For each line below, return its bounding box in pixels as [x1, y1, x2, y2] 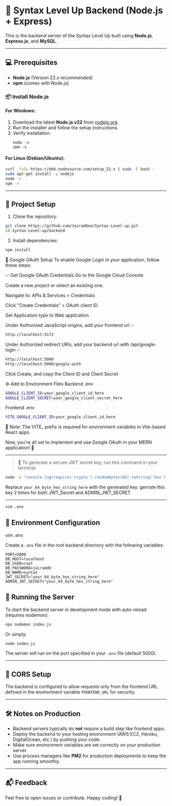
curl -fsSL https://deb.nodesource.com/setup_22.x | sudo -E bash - [5, 167, 155, 172]
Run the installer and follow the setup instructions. [12, 124, 119, 130]
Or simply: [5, 631, 27, 637]
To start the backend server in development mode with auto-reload [5, 606, 147, 613]
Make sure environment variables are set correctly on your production [12, 742, 161, 748]
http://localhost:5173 [5, 332, 54, 338]
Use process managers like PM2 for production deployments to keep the [12, 753, 166, 759]
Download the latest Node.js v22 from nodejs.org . [12, 119, 119, 125]
